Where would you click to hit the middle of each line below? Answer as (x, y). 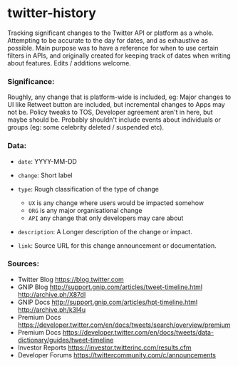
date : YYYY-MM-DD (47, 161)
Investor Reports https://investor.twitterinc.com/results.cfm (104, 347)
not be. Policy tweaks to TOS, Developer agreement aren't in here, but (110, 113)
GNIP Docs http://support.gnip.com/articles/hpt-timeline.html (108, 302)
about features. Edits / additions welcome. (69, 63)
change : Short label (45, 175)
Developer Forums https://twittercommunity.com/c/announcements (117, 355)
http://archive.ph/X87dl (52, 294)
